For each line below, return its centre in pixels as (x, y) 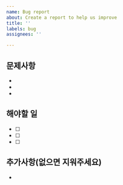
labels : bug (21, 29)
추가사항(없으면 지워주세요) (54, 162)
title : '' (19, 23)
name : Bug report (28, 12)
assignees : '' (24, 34)
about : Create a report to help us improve (62, 18)
